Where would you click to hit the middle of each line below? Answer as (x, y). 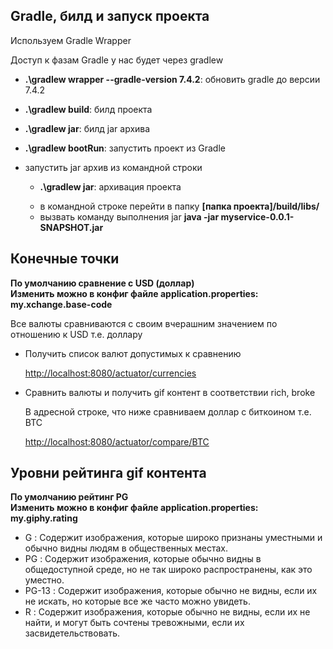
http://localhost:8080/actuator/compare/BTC (117, 441)
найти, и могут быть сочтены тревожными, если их (134, 623)
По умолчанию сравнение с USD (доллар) (102, 283)
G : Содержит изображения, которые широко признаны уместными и (173, 538)
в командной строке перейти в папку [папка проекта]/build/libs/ (179, 206)
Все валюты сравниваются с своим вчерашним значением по (144, 323)
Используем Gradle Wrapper (71, 40)
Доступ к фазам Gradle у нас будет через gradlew (117, 60)
